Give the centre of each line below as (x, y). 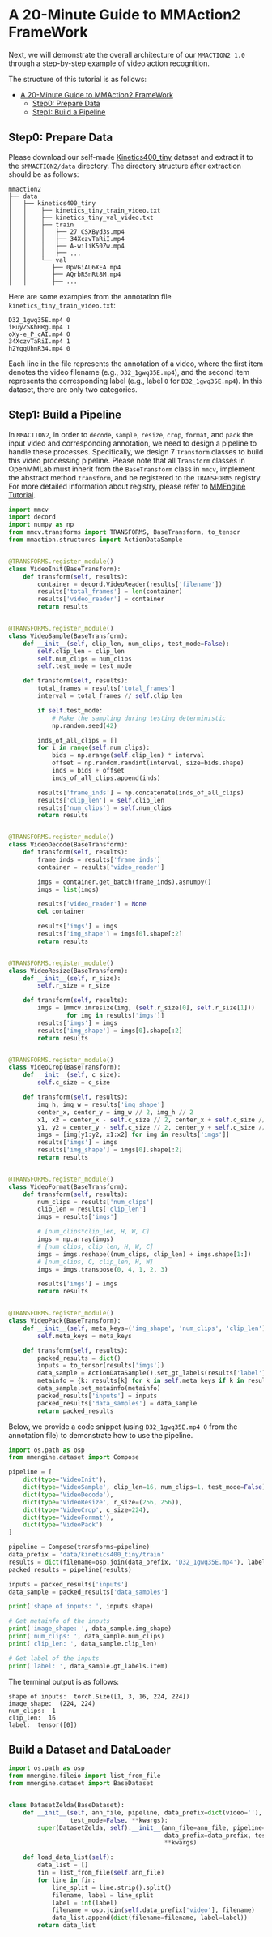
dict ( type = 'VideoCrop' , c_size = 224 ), (87, 1510)
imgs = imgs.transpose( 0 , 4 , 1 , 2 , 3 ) (103, 1269)
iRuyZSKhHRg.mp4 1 (39, 327)
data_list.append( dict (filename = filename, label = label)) (150, 1918)
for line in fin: (66, 1880)
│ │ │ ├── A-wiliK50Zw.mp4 (67, 246)
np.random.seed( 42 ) (84, 725)
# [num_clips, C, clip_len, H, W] (96, 1262)
